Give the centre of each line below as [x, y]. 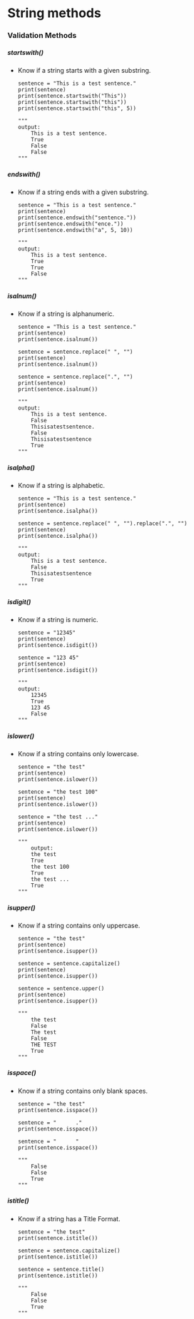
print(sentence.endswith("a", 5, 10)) [75, 230]
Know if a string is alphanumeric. [66, 314]
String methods [54, 13]
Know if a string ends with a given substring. [83, 192]
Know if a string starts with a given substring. [84, 71]
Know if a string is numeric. [58, 619]
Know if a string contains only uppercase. [79, 925]
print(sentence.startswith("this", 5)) [77, 108]
